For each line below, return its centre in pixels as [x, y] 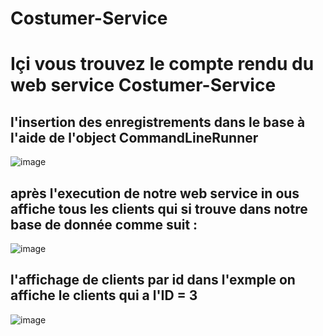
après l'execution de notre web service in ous [155, 193]
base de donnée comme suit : [104, 224]
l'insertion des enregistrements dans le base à [158, 122]
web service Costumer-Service [143, 85]
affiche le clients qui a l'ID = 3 [104, 295]
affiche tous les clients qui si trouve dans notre [159, 208]
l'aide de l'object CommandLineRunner [134, 137]
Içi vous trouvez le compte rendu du [162, 64]
